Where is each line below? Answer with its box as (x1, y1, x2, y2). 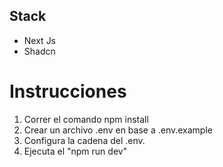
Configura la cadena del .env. (23, 134, 146, 146)
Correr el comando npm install (23, 113, 149, 125)
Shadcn (23, 45, 56, 57)
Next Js (23, 34, 57, 46)
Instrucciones (9, 80, 127, 103)
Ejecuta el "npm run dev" (23, 145, 128, 157)
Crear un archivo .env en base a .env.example (23, 124, 213, 136)
